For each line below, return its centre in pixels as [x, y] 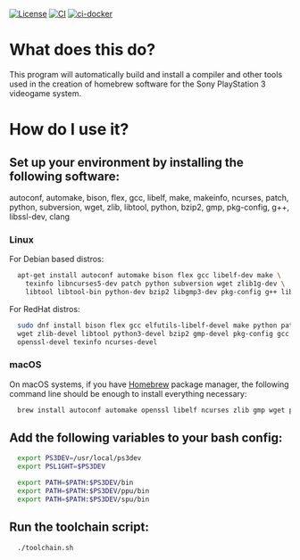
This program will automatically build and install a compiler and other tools [146, 74]
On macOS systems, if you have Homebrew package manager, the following [149, 384]
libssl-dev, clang [39, 216]
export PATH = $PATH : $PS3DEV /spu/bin [83, 499]
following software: [65, 176]
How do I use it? [69, 130]
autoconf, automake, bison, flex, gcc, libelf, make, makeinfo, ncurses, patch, [149, 197]
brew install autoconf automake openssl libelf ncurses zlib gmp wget [151, 410]
